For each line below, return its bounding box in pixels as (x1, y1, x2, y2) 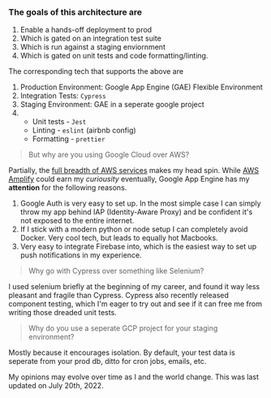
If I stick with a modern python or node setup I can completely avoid (19, 224, 248, 234)
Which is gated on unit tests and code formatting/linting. (19, 51, 209, 61)
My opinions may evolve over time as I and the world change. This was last (8, 372, 260, 382)
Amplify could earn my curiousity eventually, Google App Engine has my (8, 174, 250, 184)
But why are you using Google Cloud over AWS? (28, 149, 190, 160)
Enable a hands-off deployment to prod (19, 25, 153, 35)
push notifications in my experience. (19, 250, 142, 260)
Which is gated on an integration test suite (19, 33, 162, 43)
